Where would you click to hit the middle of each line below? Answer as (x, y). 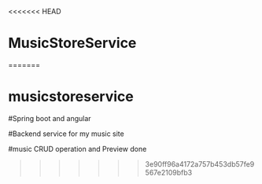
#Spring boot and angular (50, 118)
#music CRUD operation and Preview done (77, 149)
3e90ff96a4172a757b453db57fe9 (200, 164)
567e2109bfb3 (169, 172)
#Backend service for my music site (66, 134)
